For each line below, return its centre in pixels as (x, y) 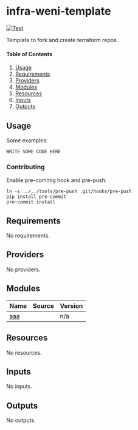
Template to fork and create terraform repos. (62, 40)
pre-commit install (31, 202)
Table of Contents (29, 54)
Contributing (26, 167)
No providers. (23, 269)
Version (71, 305)
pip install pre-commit (36, 197)
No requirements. (28, 236)
